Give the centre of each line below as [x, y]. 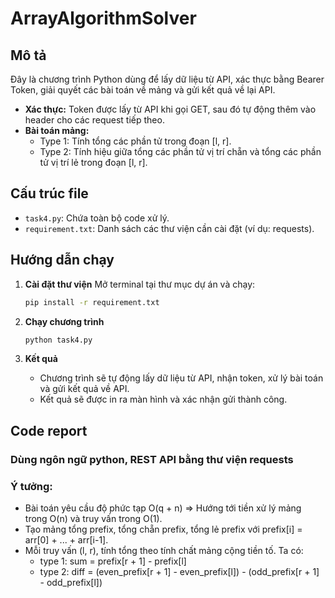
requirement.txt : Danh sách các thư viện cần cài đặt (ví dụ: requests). [169, 228]
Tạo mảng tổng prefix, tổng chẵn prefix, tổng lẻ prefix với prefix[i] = [163, 529]
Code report [49, 430]
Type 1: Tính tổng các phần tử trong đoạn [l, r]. [135, 141]
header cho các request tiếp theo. [94, 120]
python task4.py [58, 340]
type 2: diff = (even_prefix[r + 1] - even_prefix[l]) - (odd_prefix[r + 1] [179, 571]
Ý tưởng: [31, 486]
